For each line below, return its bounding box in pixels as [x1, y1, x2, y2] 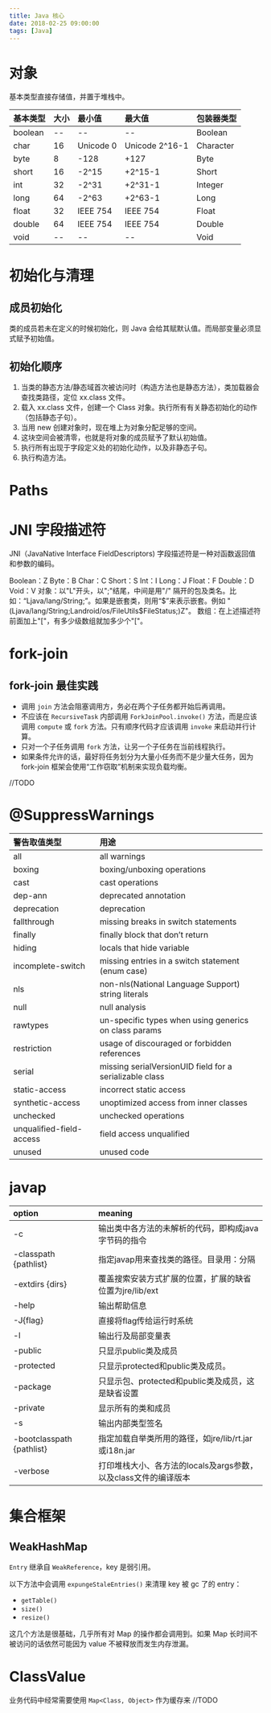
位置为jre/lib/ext [98, 1285, 159, 1296]
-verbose [13, 1465, 50, 1477]
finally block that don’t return [99, 930, 208, 941]
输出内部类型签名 [98, 1418, 163, 1429]
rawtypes [13, 1020, 49, 1031]
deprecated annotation [99, 890, 186, 902]
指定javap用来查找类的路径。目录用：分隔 [98, 1254, 256, 1265]
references [99, 1048, 142, 1059]
